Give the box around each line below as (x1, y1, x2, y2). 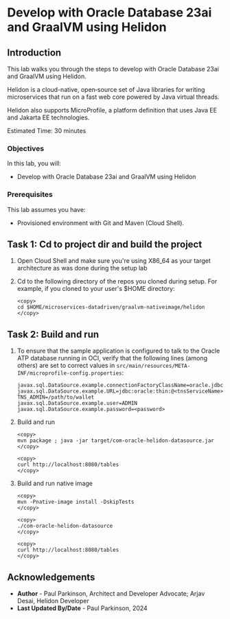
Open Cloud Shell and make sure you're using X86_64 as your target (16, 257, 211, 265)
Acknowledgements (7, 571, 95, 583)
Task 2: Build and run (7, 328, 100, 340)
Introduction (7, 47, 62, 58)
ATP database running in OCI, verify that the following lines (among (16, 354, 208, 362)
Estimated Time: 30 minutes (7, 127, 87, 135)
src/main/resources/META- (116, 362, 191, 370)
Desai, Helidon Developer (16, 597, 89, 605)
